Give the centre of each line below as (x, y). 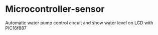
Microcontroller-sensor (55, 9)
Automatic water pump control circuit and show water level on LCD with (79, 23)
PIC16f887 (16, 28)
